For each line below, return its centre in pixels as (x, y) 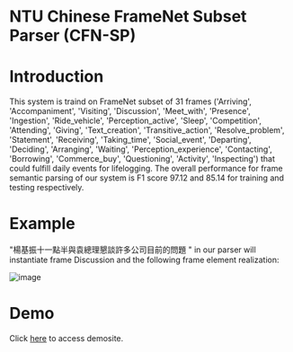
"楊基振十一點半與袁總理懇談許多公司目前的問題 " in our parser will (133, 250)
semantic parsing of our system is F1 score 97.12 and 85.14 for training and (147, 178)
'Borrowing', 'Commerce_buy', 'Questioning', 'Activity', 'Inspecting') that (142, 159)
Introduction (57, 77)
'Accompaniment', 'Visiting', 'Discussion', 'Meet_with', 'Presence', (130, 111)
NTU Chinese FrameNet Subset (128, 17)
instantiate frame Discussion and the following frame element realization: (144, 260)
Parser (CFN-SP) (73, 35)
